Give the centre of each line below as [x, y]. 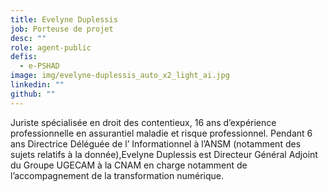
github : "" [33, 94]
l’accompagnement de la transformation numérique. [117, 175]
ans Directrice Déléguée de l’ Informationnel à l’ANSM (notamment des [156, 143]
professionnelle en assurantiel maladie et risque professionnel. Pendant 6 [161, 133]
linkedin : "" [37, 85]
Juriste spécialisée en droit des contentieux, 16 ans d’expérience [143, 122]
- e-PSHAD [39, 66]
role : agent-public [51, 47]
